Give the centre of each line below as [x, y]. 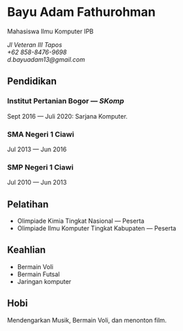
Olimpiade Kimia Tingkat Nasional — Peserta [81, 221]
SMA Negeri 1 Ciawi [41, 134]
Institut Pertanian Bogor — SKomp [66, 101]
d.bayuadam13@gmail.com [46, 59]
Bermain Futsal [38, 274]
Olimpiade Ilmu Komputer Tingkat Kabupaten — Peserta [97, 228]
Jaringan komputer [44, 281]
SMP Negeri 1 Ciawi [40, 167]
